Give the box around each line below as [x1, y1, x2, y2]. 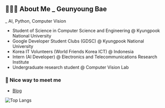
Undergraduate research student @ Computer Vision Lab [12, 64, 129, 70]
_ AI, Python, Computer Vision [5, 18, 66, 24]
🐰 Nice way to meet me [5, 76, 61, 83]
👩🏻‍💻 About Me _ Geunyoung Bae [5, 5, 108, 13]
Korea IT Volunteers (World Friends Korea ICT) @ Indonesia [12, 48, 134, 54]
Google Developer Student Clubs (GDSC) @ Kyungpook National [12, 38, 145, 44]
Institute [12, 59, 29, 65]
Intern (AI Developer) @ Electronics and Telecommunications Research [12, 54, 158, 60]
